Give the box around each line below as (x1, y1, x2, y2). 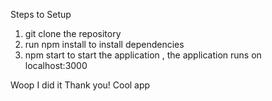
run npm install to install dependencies (24, 39, 185, 50)
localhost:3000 (24, 60, 88, 71)
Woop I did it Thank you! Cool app (10, 79, 151, 91)
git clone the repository (24, 28, 122, 39)
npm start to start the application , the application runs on (24, 49, 262, 61)
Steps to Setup (10, 9, 72, 20)
